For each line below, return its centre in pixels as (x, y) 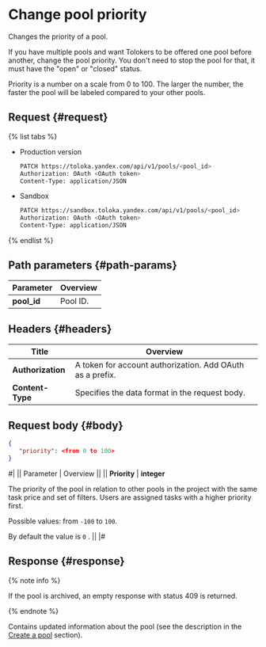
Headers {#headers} (60, 329)
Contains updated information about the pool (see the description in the (125, 626)
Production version (51, 151)
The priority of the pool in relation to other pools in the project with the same (133, 489)
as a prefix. (95, 375)
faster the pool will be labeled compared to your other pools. (107, 92)
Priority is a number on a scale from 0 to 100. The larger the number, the (126, 84)
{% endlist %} (31, 240)
